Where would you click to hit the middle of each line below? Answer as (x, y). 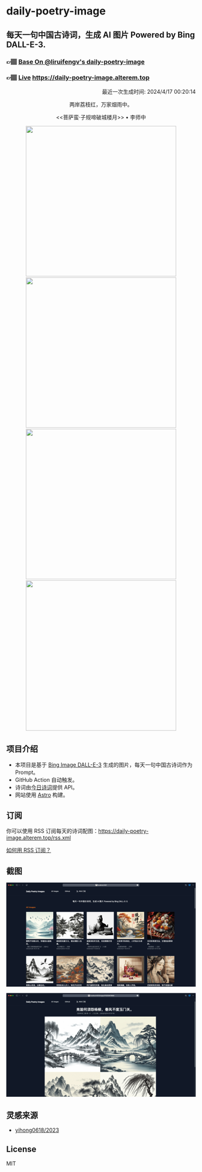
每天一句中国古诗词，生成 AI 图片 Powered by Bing (101, 35)
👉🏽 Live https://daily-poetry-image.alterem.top (78, 78)
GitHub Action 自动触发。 (46, 779)
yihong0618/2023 (37, 1130)
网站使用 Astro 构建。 (41, 794)
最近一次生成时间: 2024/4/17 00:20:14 (149, 91)
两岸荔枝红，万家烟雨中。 (101, 104)
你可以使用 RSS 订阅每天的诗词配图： (52, 831)
